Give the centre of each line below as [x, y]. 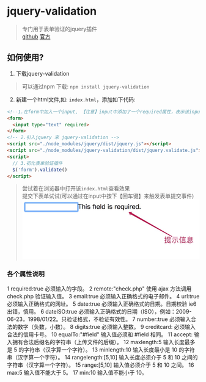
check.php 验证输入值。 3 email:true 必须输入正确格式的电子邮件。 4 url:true [103, 296]
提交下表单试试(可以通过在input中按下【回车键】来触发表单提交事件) [108, 196]
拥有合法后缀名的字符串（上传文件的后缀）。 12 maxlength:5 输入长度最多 [104, 342]
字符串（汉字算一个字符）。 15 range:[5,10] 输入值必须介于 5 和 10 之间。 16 [101, 365]
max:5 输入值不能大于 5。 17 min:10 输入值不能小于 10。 [77, 372]
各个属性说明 [26, 274]
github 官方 [36, 36]
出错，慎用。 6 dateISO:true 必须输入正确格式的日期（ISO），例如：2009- [99, 311]
